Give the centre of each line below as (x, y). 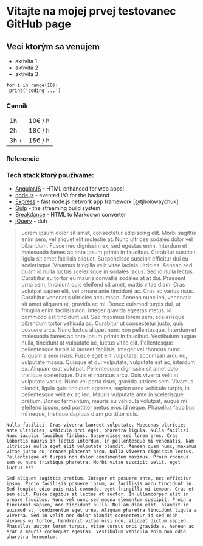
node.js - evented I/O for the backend (62, 195)
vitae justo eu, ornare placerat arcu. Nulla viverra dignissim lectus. (100, 452)
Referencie (23, 159)
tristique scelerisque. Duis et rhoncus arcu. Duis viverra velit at (100, 375)
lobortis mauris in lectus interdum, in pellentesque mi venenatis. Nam (100, 441)
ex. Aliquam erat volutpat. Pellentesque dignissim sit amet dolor (101, 368)
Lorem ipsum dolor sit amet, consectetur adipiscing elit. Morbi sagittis (108, 233)
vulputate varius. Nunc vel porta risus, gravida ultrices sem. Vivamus (107, 381)
